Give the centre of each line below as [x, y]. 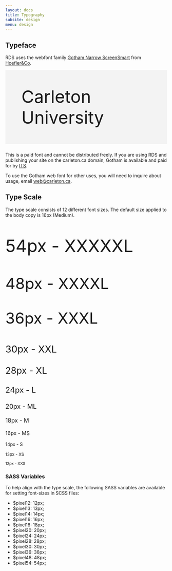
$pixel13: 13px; [28, 508]
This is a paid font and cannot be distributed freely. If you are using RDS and [86, 155]
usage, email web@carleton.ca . [39, 181]
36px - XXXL [52, 318]
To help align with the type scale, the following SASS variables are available [85, 488]
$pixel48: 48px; [30, 558]
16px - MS [17, 433]
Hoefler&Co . [18, 63]
